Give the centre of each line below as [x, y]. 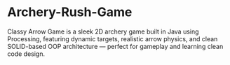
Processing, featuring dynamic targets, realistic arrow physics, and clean [113, 38]
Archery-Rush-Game [70, 12]
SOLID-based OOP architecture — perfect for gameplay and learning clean [115, 46]
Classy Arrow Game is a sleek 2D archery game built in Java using [103, 31]
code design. [26, 54]
